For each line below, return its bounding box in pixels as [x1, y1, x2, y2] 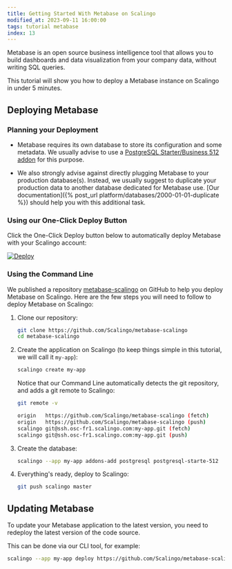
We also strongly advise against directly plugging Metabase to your [17, 168, 209, 177]
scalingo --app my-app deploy [7, 555, 95, 562]
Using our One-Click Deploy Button [7, 216, 128, 225]
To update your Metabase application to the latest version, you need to [7, 521, 209, 529]
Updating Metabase [7, 502, 95, 514]
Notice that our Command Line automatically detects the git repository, [17, 379, 220, 387]
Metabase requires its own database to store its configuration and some [17, 140, 222, 149]
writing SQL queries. [7, 63, 66, 71]
